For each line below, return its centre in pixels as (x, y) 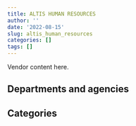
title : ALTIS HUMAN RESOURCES (52, 14)
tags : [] (20, 47)
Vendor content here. (38, 67)
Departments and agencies (68, 89)
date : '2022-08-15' (36, 27)
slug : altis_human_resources (50, 34)
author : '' (23, 21)
